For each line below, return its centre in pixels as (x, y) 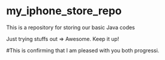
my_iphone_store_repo (64, 11)
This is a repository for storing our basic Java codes (70, 27)
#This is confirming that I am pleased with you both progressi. (83, 50)
